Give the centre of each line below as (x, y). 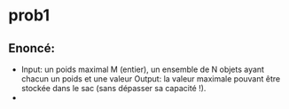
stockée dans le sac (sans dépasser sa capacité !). (113, 88)
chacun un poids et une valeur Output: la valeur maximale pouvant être (151, 79)
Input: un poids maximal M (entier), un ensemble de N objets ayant (143, 69)
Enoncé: (31, 48)
